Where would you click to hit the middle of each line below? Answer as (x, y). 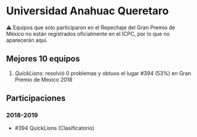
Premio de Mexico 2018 (44, 79)
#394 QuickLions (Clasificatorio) (55, 128)
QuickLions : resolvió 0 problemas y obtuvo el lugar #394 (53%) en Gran (103, 73)
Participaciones (36, 99)
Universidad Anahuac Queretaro (88, 11)
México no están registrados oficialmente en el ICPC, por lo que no (88, 33)
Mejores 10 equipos (43, 59)
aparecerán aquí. (27, 40)
